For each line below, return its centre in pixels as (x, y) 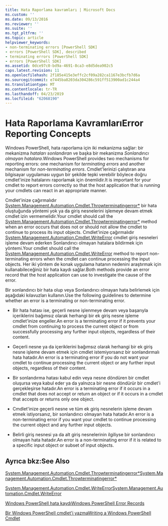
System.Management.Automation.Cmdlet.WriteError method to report (77, 253)
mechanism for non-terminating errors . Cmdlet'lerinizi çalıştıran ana (75, 169)
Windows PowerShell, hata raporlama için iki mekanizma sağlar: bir (74, 148)
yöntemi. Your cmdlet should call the (42, 248)
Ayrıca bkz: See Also (38, 461)
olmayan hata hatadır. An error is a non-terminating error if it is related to (87, 440)
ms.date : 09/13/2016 (27, 19)
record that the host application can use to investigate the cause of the (78, 275)
